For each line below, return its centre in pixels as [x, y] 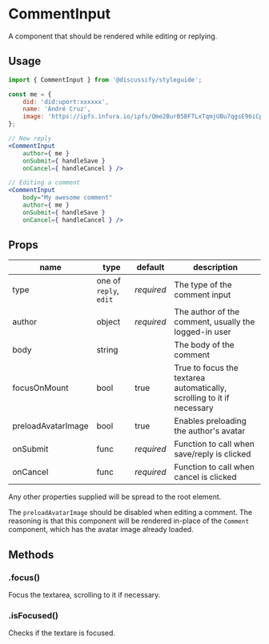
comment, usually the [215, 322]
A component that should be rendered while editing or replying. [113, 36]
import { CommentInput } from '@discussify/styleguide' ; [105, 80]
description [216, 268]
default [151, 268]
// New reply [30, 139]
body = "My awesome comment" [68, 198]
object [108, 322]
